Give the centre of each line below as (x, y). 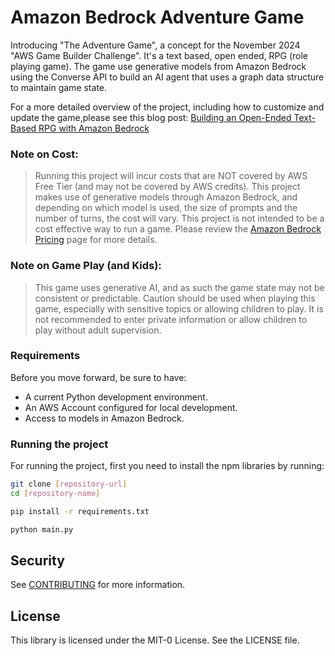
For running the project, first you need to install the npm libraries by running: (167, 466)
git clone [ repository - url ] (69, 484)
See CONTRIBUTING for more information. (98, 585)
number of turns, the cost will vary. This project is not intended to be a (179, 218)
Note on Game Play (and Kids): (86, 266)
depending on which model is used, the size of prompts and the (166, 208)
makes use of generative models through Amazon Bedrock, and (166, 197)
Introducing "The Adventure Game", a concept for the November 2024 (155, 45)
